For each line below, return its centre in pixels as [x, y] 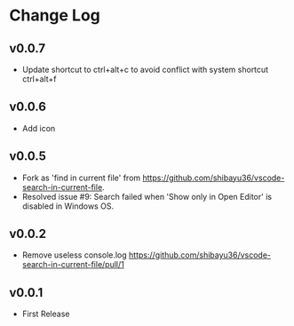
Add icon [39, 128]
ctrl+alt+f [39, 79]
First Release [46, 314]
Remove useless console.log [74, 255]
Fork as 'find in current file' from [81, 178]
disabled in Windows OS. [68, 206]
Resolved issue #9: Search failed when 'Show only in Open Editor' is [147, 196]
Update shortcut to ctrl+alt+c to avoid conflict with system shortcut [145, 69]
